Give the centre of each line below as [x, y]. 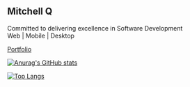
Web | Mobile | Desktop [41, 35]
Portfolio [19, 49]
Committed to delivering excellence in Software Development [95, 28]
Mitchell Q [30, 11]
